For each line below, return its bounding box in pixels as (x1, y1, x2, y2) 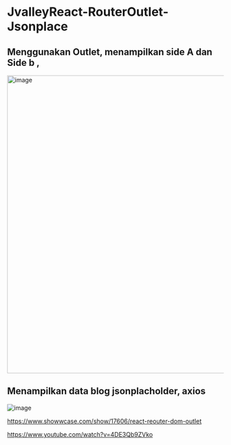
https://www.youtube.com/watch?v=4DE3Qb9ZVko (7, 430, 153, 438)
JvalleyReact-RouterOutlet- (7, 4, 169, 20)
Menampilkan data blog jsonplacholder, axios (7, 385, 206, 397)
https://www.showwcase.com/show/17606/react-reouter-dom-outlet (7, 417, 202, 425)
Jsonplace (7, 19, 69, 34)
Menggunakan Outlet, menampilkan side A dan (7, 46, 213, 58)
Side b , (7, 56, 40, 69)
